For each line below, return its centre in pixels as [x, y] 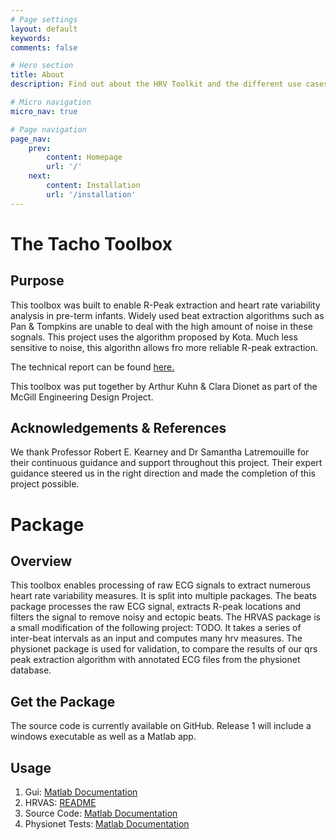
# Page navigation [48, 129]
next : [40, 176]
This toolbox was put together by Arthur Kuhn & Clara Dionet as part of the [164, 386]
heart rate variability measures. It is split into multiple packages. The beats [163, 596]
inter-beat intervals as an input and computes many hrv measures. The [156, 638]
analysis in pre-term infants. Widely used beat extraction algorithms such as [167, 315]
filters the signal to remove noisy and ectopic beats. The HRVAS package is [165, 617]
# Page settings [44, 19]
